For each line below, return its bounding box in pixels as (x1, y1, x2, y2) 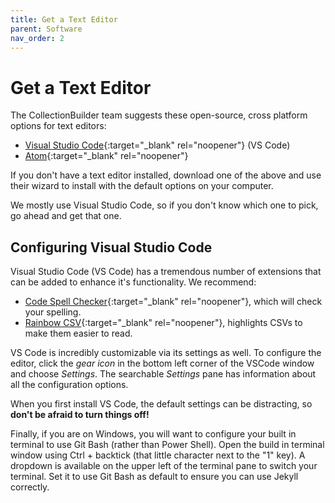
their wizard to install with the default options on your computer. (10, 180, 274, 192)
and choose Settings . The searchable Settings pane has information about (10, 368, 317, 380)
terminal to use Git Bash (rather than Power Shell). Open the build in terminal (10, 439, 325, 451)
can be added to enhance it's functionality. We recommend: (10, 276, 257, 288)
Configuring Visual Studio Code (10, 239, 213, 256)
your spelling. (24, 306, 82, 318)
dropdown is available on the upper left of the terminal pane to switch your (10, 460, 318, 472)
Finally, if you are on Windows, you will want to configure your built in (10, 428, 297, 440)
